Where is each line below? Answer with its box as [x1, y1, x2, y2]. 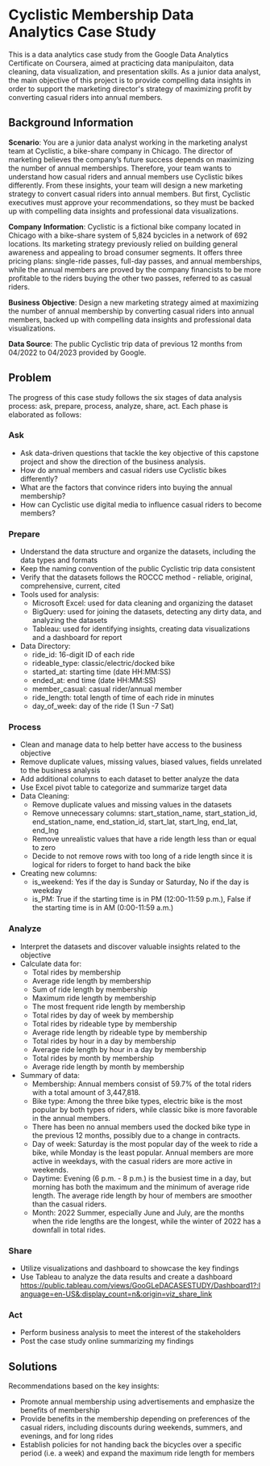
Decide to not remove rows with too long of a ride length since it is [31, 851, 253, 861]
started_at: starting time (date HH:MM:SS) [31, 667, 172, 676]
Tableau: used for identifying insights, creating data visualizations [31, 624, 251, 634]
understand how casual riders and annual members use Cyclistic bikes [8, 171, 243, 181]
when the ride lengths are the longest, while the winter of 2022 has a [31, 1216, 262, 1226]
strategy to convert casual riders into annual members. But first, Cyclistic [8, 188, 251, 199]
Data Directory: [19, 641, 71, 651]
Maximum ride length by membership [31, 992, 156, 1003]
